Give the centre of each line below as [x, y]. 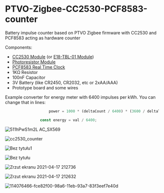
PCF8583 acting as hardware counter [43, 38]
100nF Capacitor [29, 77]
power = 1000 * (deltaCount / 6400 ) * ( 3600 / [97, 111]
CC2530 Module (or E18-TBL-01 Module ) [53, 56]
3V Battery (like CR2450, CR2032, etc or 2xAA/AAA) [65, 82]
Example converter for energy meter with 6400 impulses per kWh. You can [81, 97]
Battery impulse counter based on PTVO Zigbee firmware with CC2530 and [81, 33]
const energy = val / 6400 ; [68, 120]
